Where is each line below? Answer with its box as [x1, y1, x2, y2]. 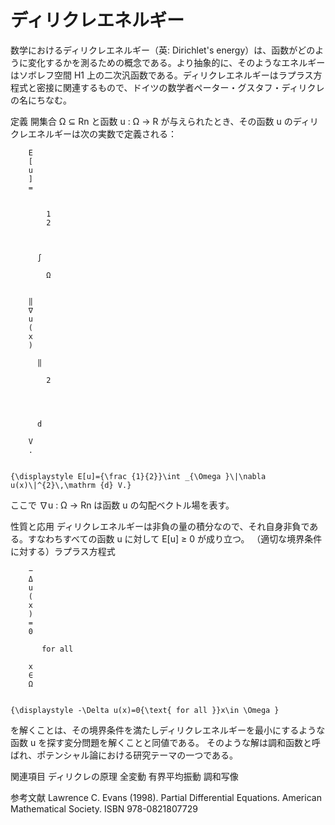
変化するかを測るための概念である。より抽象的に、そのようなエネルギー [27, 56, 326, 68]
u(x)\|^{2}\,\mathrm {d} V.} [10, 480, 132, 490]
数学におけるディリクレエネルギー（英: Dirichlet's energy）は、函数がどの [10, 44, 316, 56]
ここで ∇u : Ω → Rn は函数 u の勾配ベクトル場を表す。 [10, 499, 235, 511]
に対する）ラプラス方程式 [10, 545, 116, 557]
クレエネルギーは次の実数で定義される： [10, 127, 177, 140]
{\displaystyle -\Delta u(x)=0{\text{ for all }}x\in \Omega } [10, 705, 280, 715]
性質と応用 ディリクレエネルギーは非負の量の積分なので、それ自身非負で [10, 520, 310, 532]
